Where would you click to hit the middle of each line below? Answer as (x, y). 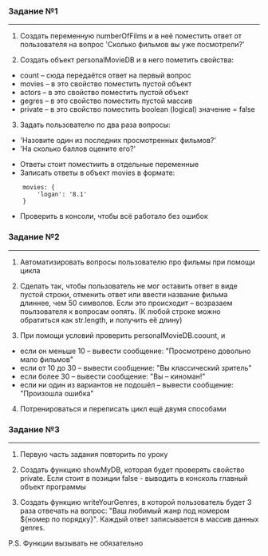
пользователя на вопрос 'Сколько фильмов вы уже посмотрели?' (132, 45)
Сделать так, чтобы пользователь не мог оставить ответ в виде (128, 286)
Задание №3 (34, 429)
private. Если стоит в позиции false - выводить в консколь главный (134, 478)
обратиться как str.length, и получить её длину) (101, 320)
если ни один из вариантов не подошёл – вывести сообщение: (126, 384)
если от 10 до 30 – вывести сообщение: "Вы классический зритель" (136, 367)
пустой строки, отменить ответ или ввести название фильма (124, 294)
